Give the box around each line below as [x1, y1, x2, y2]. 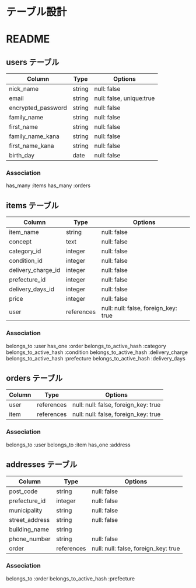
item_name [9, 228, 39, 236]
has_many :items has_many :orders [6, 182, 91, 189]
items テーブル [6, 200, 60, 211]
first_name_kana [9, 142, 54, 150]
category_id [9, 247, 41, 255]
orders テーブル [6, 373, 63, 383]
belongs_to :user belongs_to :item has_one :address [6, 441, 131, 448]
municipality [9, 506, 43, 514]
